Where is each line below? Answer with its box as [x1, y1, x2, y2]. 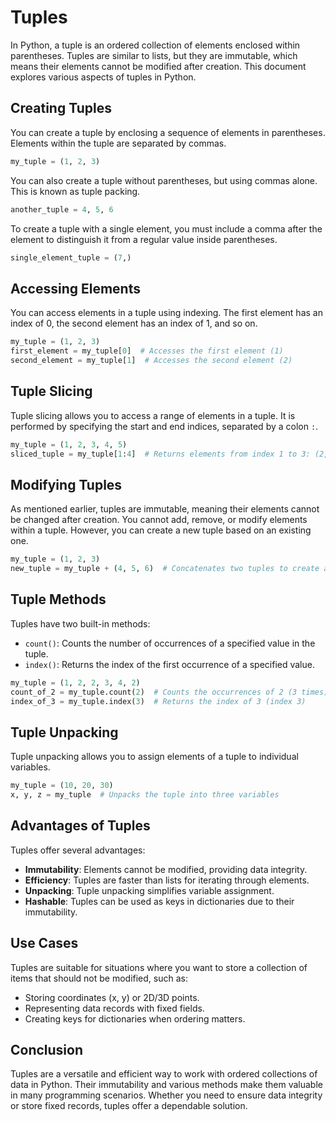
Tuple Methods [10, 591, 107, 608]
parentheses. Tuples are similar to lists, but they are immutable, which [10, 49, 298, 61]
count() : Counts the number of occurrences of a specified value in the [24, 637, 316, 649]
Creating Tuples [10, 100, 112, 117]
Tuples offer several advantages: [10, 844, 146, 856]
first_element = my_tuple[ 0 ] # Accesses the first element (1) [10, 346, 284, 356]
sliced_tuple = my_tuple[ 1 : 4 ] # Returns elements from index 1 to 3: [10, 449, 311, 459]
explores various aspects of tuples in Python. [10, 71, 197, 83]
